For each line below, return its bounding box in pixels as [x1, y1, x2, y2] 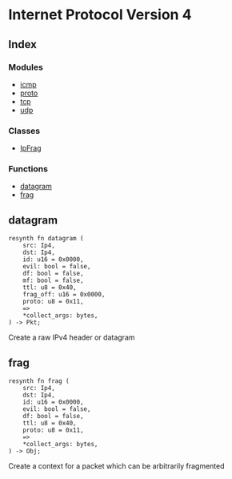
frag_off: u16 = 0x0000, [22, 291, 106, 299]
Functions [8, 163, 48, 175]
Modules [8, 62, 44, 73]
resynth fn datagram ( [8, 235, 84, 243]
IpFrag [19, 143, 42, 153]
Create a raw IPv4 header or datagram [8, 332, 135, 342]
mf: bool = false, [22, 276, 84, 285]
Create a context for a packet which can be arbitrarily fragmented [8, 461, 226, 471]
